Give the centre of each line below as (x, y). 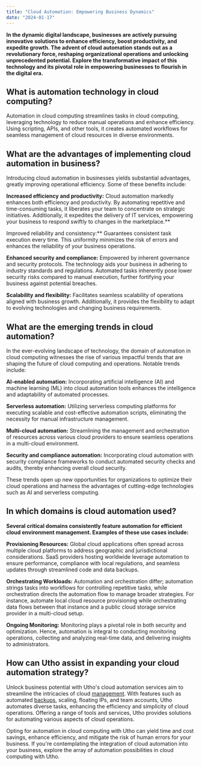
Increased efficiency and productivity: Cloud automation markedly (90, 196)
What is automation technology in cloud (83, 92)
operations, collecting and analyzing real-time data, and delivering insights (99, 638)
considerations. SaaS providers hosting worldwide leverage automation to (98, 557)
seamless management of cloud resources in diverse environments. (90, 135)
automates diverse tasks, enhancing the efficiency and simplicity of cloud (97, 706)
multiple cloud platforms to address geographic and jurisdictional (87, 550)
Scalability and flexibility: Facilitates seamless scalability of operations (95, 295)
